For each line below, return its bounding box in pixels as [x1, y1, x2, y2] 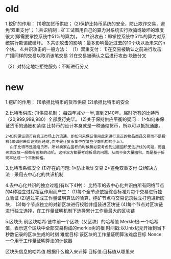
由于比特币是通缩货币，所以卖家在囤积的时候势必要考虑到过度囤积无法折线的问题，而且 [10, 144, 166, 149]
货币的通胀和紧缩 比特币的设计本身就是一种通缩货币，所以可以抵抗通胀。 [9, 122, 163, 128]
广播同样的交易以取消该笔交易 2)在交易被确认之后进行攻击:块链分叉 [5, 52, 146, 59]
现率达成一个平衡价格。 [5, 155, 47, 161]
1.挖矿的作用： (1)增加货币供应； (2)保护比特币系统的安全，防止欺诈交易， [5, 20, 161, 27]
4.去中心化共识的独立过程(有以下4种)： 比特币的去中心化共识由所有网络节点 [5, 182, 164, 188]
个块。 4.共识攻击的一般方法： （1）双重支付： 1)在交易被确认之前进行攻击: [5, 46, 163, 52]
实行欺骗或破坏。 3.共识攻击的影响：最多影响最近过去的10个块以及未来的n [9, 39, 166, 46]
